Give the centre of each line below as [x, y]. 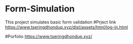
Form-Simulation [40, 9]
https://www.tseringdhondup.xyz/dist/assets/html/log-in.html [66, 27]
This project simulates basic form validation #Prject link [61, 22]
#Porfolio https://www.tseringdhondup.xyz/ [49, 36]
